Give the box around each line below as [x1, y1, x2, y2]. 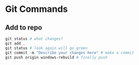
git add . [5, 41, 26, 46]
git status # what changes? [5, 36, 64, 41]
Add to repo [5, 23, 42, 32]
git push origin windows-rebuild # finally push [5, 55, 108, 60]
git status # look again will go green [5, 46, 88, 51]
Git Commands [5, 3, 68, 15]
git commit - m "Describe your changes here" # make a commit [5, 50, 135, 55]
